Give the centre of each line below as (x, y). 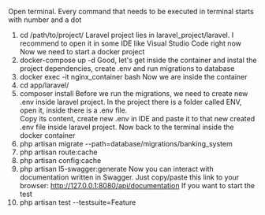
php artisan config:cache (60, 160)
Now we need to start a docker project (82, 52)
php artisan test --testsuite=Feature (78, 202)
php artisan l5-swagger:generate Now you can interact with (117, 169)
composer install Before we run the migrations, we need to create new (134, 93)
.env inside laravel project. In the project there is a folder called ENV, (131, 102)
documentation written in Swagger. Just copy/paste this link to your (129, 177)
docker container (47, 135)
